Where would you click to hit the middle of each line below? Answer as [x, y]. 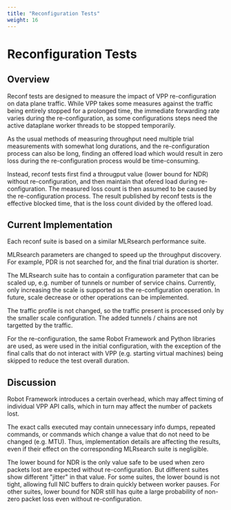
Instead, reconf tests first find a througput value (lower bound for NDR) [108, 174]
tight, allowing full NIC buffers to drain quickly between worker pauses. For [113, 484]
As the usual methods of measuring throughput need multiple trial [101, 139]
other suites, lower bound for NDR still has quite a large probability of [105, 492]
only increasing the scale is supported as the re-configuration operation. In [114, 290]
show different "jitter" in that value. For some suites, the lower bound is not [113, 477]
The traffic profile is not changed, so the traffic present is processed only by [115, 311]
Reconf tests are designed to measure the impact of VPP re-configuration [112, 96]
